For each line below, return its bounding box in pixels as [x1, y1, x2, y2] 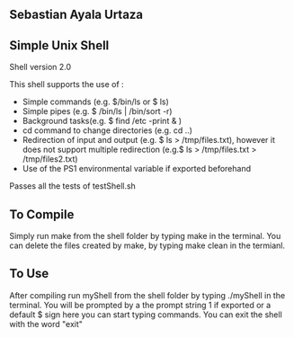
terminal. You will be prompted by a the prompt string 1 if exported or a [9, 299, 272, 310]
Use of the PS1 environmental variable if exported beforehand [22, 164, 252, 174]
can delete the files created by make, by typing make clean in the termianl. [9, 240, 286, 251]
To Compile [9, 207, 75, 222]
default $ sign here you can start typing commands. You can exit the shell [9, 309, 283, 320]
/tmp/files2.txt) [22, 154, 78, 164]
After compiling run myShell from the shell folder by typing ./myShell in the [9, 289, 286, 300]
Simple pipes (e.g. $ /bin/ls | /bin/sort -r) [22, 106, 173, 117]
